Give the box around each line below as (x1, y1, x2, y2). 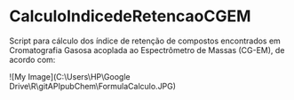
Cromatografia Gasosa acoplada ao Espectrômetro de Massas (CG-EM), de (9, 44, 285, 55)
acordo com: (9, 54, 56, 65)
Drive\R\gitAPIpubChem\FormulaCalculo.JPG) (9, 81, 176, 91)
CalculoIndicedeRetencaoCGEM (9, 6, 251, 27)
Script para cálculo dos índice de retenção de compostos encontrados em (9, 35, 282, 46)
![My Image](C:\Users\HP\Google (9, 71, 131, 81)
